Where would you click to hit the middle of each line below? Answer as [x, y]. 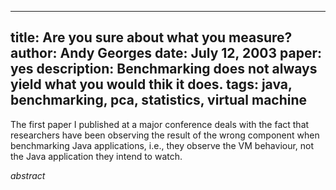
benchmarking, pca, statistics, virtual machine [159, 100]
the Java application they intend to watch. [96, 156]
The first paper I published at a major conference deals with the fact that [160, 124]
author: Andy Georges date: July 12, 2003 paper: [166, 53]
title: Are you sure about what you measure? [151, 37]
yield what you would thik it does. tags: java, [151, 84]
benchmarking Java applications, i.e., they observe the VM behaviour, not [162, 145]
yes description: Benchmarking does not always [164, 69]
